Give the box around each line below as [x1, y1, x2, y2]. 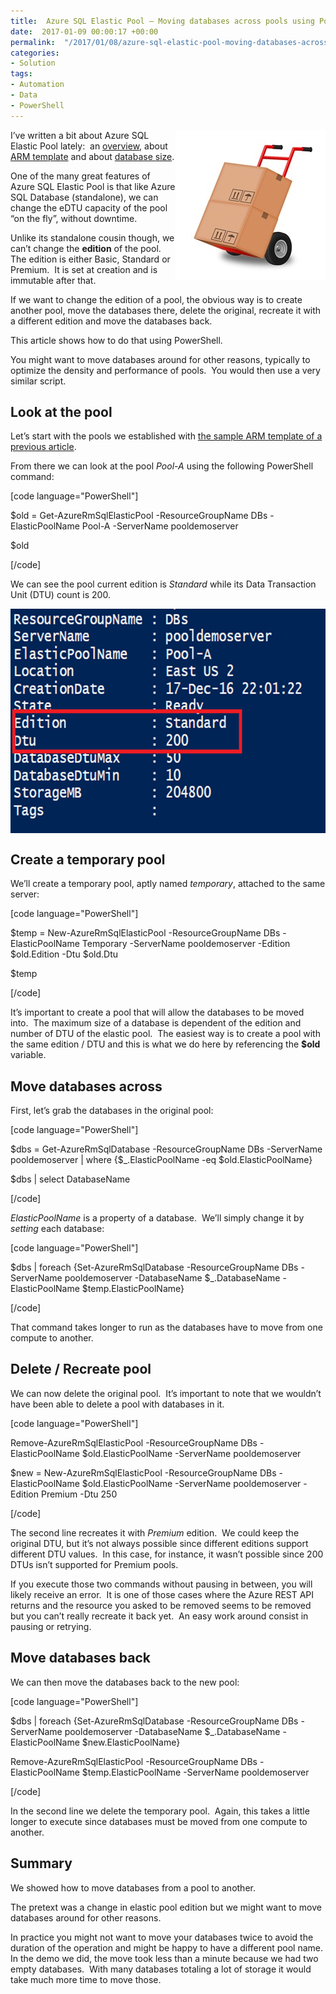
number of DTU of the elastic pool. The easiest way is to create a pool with [10, 1028, 321, 1040]
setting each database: [10, 1223, 105, 1235]
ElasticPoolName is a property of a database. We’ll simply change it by [10, 1212, 305, 1224]
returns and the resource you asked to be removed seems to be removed [10, 1599, 312, 1611]
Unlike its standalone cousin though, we [10, 231, 175, 244]
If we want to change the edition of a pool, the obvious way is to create [10, 293, 303, 305]
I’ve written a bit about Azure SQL [10, 129, 150, 141]
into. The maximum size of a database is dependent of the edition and [10, 1017, 302, 1029]
